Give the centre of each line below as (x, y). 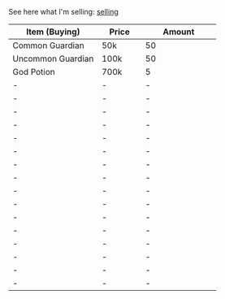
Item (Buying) (53, 32)
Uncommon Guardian (53, 58)
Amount (179, 32)
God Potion (34, 72)
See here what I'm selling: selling (64, 12)
